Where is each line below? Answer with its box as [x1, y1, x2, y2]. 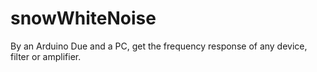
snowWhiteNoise [10, 7, 157, 30]
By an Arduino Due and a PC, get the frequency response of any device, [10, 40, 308, 52]
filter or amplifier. [10, 50, 82, 62]
